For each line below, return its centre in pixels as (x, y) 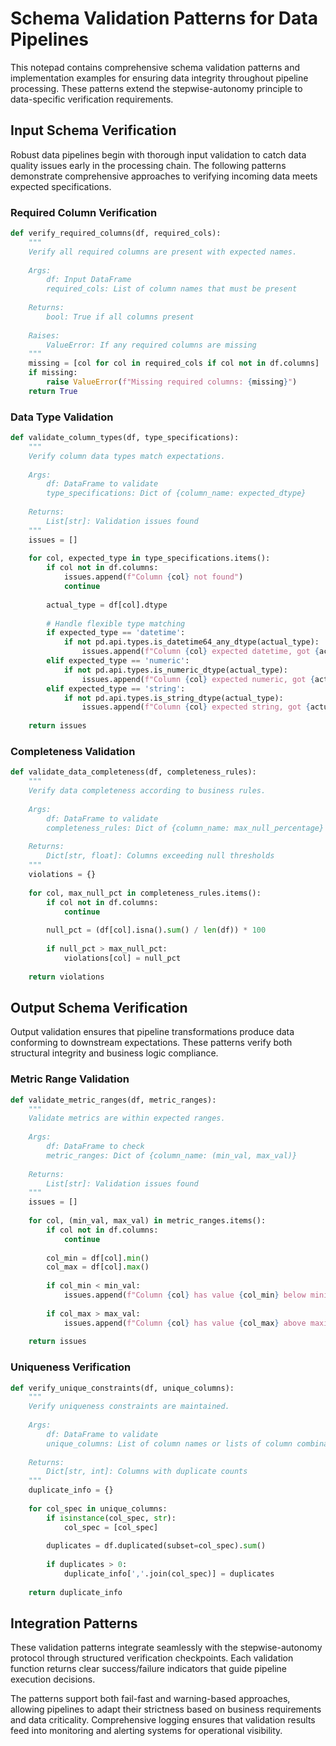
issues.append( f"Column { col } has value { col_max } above (185, 1323)
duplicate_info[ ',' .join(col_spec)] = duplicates (169, 1574)
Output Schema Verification (99, 1007)
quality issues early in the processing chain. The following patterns (148, 165)
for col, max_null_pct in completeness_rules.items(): (145, 893)
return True (53, 391)
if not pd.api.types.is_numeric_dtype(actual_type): (175, 670)
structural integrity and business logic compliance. (114, 1053)
